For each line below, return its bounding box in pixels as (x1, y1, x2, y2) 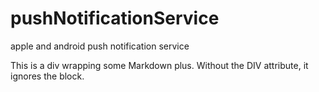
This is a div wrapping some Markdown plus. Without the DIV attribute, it (10, 59, 309, 71)
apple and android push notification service (10, 40, 190, 52)
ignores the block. (10, 70, 85, 82)
